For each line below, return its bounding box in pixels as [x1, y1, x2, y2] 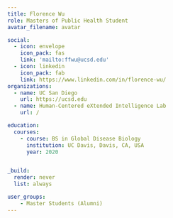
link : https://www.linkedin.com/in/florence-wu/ [20, 76, 167, 83]
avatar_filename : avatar [7, 23, 81, 31]
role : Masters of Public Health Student [7, 17, 129, 24]
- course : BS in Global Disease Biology [20, 135, 141, 142]
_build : [7, 168, 30, 175]
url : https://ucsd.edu [20, 96, 87, 103]
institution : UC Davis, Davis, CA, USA [26, 141, 144, 149]
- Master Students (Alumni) [20, 200, 103, 207]
